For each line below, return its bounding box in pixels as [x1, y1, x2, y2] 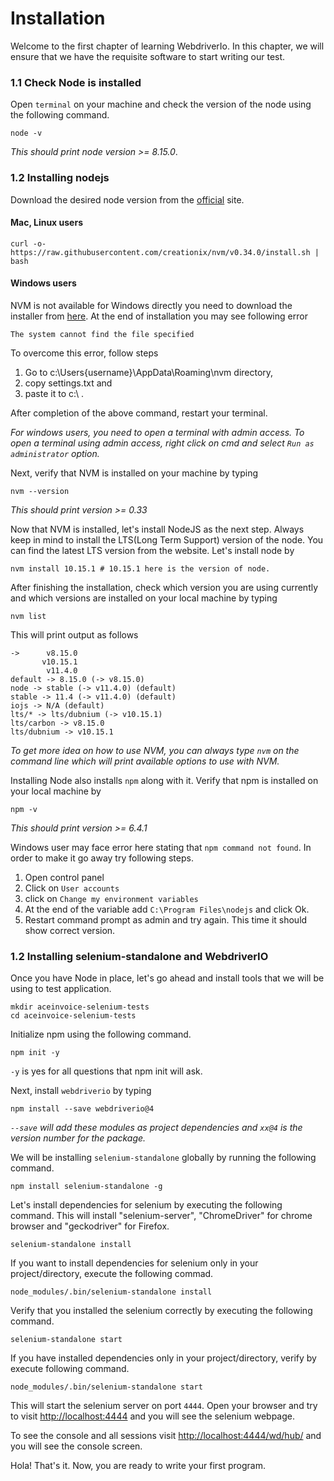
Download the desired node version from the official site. [10, 193, 245, 206]
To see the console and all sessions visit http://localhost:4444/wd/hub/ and [10, 1430, 322, 1442]
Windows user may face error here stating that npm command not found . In [10, 841, 312, 853]
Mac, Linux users [10, 217, 83, 229]
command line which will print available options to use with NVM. [10, 755, 280, 767]
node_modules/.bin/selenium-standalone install [10, 1287, 213, 1297]
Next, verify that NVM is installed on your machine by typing [10, 467, 259, 479]
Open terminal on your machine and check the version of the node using [10, 98, 312, 111]
